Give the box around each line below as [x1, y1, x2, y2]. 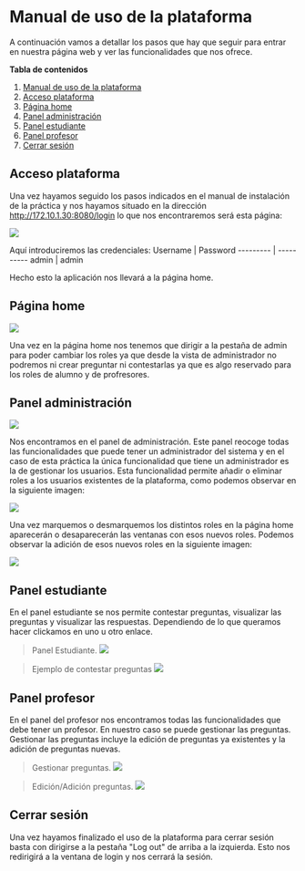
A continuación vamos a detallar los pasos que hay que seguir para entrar [9, 36, 287, 47]
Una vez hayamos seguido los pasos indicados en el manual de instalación [9, 190, 290, 202]
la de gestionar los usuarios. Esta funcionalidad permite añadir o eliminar [9, 465, 282, 476]
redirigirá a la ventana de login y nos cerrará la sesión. [9, 851, 214, 862]
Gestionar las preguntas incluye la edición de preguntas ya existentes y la [9, 734, 286, 744]
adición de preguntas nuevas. [9, 743, 121, 754]
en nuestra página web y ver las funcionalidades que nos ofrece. [9, 46, 253, 57]
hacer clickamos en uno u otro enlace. [9, 627, 153, 638]
